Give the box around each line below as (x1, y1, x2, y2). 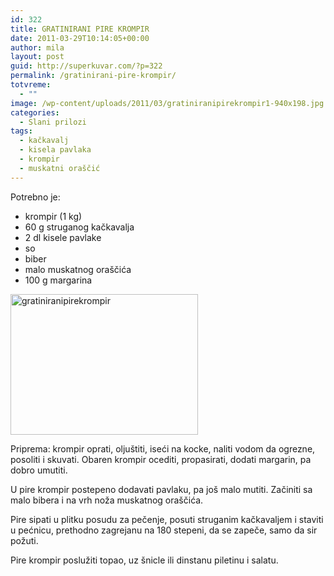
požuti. (10, 534, 39, 546)
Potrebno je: (10, 191, 61, 203)
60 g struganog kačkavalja (24, 221, 135, 233)
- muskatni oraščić (19, 163, 101, 173)
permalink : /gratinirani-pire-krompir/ (10, 71, 177, 81)
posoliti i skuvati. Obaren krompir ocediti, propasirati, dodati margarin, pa (10, 453, 312, 465)
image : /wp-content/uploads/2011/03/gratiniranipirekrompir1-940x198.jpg (10, 98, 325, 108)
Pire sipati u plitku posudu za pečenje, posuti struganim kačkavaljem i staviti (10, 513, 324, 525)
